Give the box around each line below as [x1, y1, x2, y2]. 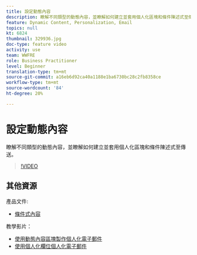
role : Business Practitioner [6, 58, 77, 63]
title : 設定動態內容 [6, 8, 51, 15]
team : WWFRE [6, 52, 35, 58]
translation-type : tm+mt [6, 69, 67, 75]
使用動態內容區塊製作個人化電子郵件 [14, 235, 103, 242]
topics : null [6, 25, 38, 31]
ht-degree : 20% [6, 90, 43, 96]
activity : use [6, 47, 41, 53]
